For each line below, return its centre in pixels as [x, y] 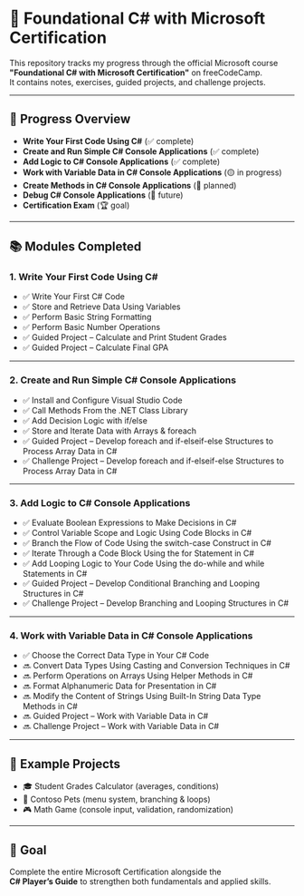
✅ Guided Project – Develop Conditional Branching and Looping [141, 583]
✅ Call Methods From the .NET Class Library [105, 410]
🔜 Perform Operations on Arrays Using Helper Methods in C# [138, 676]
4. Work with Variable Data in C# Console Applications [131, 636]
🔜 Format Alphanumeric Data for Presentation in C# [119, 686]
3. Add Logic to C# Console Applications [100, 502]
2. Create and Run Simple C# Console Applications [123, 380]
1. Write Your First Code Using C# [84, 278]
